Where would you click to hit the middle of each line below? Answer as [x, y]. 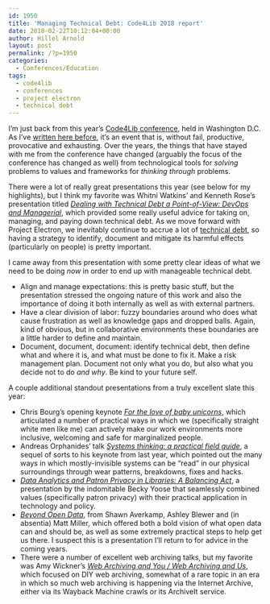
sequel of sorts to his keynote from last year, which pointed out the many [141, 455]
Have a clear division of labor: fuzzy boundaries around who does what [139, 312]
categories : [28, 61]
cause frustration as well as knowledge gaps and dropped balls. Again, [138, 321]
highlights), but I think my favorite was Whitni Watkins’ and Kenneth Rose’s [132, 196]
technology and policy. [58, 506]
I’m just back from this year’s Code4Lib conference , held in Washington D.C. [135, 129]
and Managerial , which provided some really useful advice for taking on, [129, 213]
